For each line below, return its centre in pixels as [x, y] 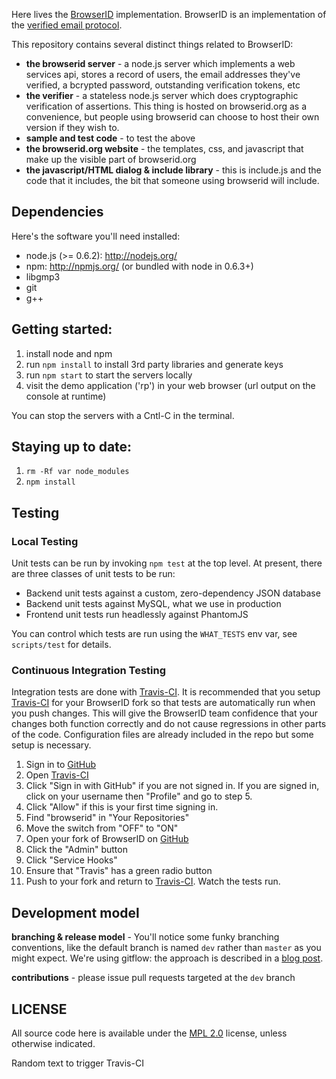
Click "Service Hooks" [71, 860]
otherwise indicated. [53, 1044]
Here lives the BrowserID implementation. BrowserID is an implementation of [169, 14]
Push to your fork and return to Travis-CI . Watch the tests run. [153, 881]
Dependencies [57, 212]
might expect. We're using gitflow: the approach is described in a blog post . [167, 958]
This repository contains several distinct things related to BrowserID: [152, 44]
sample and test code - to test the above [110, 138]
